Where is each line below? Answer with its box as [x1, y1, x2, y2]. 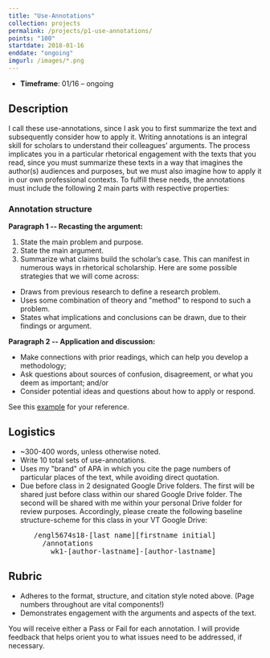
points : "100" [8, 34, 56, 43]
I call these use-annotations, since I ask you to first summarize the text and [8, 123, 257, 133]
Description [8, 102, 68, 116]
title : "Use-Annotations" [8, 11, 95, 20]
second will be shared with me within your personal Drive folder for [19, 498, 243, 508]
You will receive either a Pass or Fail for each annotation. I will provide [8, 623, 239, 633]
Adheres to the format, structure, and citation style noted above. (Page [19, 590, 255, 600]
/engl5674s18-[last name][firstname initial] [33, 530, 217, 540]
